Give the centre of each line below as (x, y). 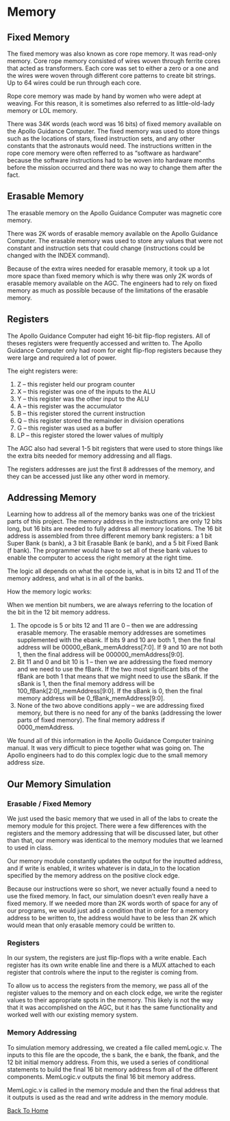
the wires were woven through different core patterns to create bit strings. (112, 75)
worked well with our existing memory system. (73, 1015)
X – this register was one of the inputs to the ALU (86, 391)
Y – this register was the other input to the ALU (83, 399)
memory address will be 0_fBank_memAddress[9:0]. (91, 698)
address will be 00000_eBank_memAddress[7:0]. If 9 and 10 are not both (120, 648)
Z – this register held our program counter (76, 384)
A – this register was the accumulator (69, 406)
